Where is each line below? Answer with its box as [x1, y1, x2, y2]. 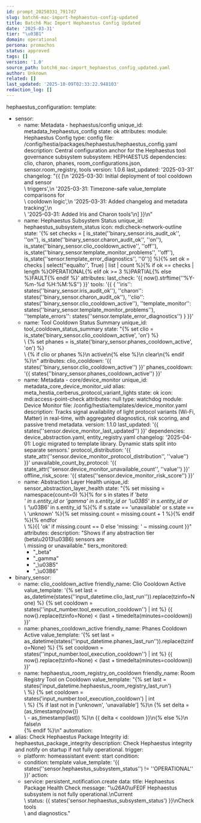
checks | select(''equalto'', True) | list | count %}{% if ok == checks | [23, 262, 194, 269]
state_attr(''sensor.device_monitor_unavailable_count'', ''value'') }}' [23, 465, 190, 473]
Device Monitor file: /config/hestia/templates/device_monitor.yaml [23, 401, 187, 409]
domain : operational [6, 37, 58, 43]
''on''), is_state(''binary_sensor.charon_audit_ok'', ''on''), [23, 236, 163, 243]
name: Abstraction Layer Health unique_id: [23, 478, 130, 485]
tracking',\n [23, 204, 52, 211]
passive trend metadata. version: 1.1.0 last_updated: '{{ [23, 420, 159, 428]
